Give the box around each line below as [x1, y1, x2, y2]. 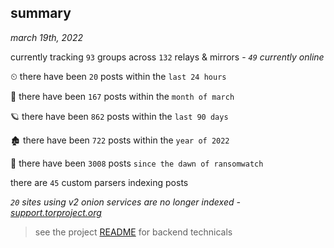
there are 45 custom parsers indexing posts [10, 176, 189, 188]
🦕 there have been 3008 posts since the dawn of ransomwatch [10, 157, 264, 169]
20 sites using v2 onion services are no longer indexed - [10, 196, 241, 208]
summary [10, 5, 72, 22]
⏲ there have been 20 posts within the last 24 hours [10, 70, 227, 82]
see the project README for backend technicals [34, 226, 233, 238]
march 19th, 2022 [10, 31, 83, 43]
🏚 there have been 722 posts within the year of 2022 [10, 134, 230, 146]
